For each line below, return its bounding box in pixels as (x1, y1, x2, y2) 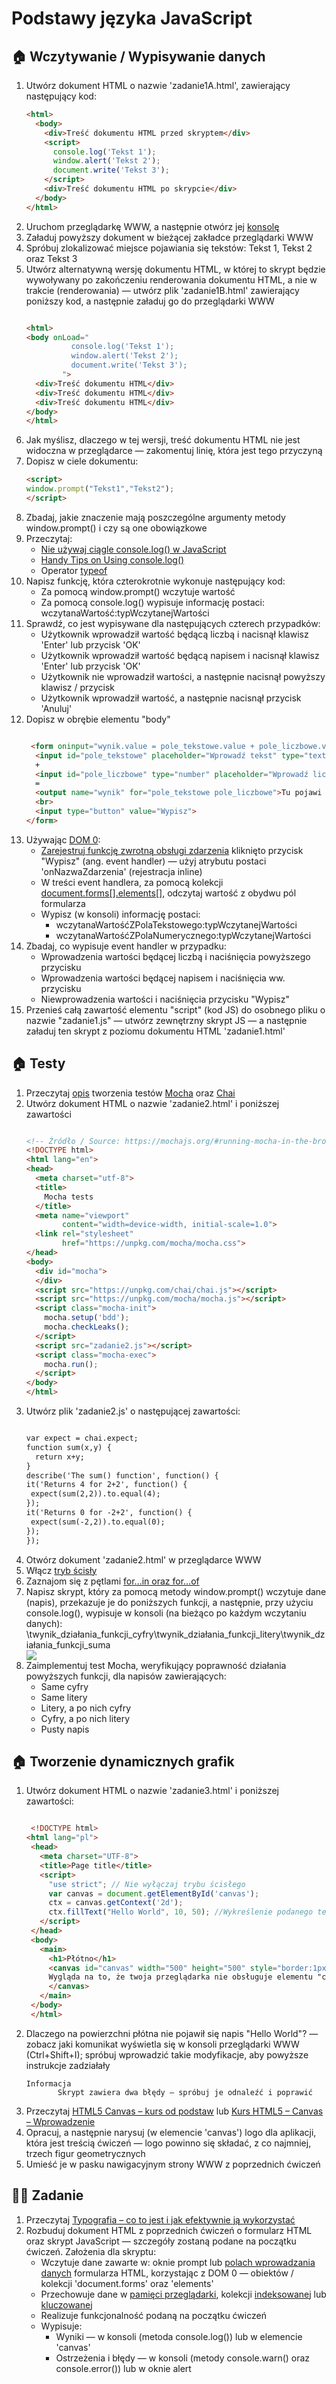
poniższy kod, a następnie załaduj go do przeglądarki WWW (25, 295, 275, 307)
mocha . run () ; (44, 1359, 99, 1369)
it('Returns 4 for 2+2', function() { (25, 1480, 188, 1490)
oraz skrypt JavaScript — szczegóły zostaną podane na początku (25, 2235, 297, 2247)
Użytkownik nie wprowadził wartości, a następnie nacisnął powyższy (40, 670, 326, 682)
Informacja (25, 2078, 72, 2089)
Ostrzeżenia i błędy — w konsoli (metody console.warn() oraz (55, 2352, 311, 2364)
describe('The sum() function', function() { (25, 1470, 219, 1481)
